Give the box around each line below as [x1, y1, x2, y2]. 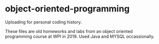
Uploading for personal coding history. [5, 19, 82, 25]
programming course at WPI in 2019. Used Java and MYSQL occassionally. [5, 33, 155, 39]
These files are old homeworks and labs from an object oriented [5, 28, 133, 34]
